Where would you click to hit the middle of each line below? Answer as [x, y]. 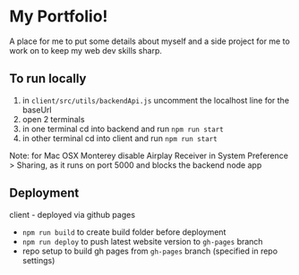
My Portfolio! [59, 17]
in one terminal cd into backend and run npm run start [123, 129]
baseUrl [37, 110]
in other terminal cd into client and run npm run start [120, 138]
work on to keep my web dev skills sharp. [86, 50]
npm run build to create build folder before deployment [124, 232]
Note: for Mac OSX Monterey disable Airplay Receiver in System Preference [149, 155]
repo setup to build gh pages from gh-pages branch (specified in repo [150, 251]
